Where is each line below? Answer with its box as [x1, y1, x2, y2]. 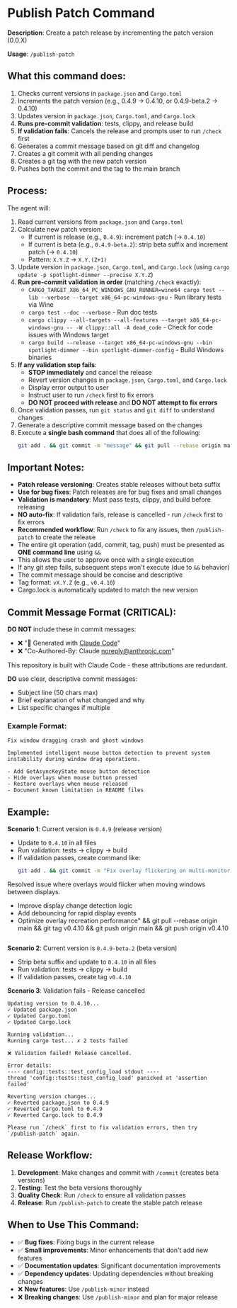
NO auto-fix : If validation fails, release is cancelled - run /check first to [17, 510, 223, 519]
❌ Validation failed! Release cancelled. [7, 1050, 132, 1057]
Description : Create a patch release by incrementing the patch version [7, 28, 214, 37]
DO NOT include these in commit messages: [7, 625, 137, 633]
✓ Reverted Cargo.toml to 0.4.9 [7, 1105, 103, 1113]
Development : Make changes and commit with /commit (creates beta [17, 1168, 219, 1177]
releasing [17, 503, 45, 512]
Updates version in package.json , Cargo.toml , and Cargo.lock [17, 111, 196, 120]
